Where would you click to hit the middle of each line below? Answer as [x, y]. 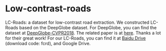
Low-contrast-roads [48, 9]
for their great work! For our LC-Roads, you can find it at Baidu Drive [75, 38]
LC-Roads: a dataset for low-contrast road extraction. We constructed [77, 22]
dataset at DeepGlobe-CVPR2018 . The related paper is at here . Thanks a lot [83, 33]
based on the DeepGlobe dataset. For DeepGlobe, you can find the [88, 27]
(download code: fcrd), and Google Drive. [48, 43]
